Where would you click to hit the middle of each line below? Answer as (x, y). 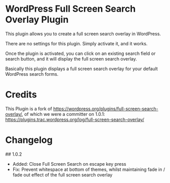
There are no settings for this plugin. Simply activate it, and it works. (77, 43)
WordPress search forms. (32, 74)
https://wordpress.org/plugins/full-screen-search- (106, 109)
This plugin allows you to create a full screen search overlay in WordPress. (83, 34)
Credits (21, 95)
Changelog (29, 140)
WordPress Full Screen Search (71, 9)
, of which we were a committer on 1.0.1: (63, 114)
